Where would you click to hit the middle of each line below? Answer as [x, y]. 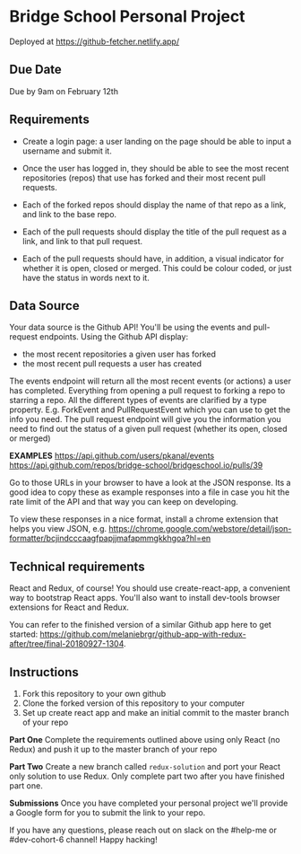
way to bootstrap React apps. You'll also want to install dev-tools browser [145, 598]
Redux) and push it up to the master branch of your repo [113, 749]
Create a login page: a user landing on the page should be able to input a [157, 141]
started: [24, 634]
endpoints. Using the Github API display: [114, 337]
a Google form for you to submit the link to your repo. [107, 813]
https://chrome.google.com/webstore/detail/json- [200, 529]
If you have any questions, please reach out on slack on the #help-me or [143, 830]
